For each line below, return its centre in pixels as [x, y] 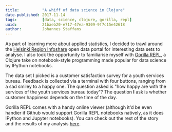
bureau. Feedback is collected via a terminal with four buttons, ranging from [85, 81]
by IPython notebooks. [29, 66]
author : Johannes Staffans [43, 29]
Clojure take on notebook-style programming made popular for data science [86, 60]
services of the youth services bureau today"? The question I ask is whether [86, 92]
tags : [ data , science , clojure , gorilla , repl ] [69, 20]
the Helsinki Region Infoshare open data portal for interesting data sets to [83, 49]
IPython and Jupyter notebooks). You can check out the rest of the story [82, 118]
